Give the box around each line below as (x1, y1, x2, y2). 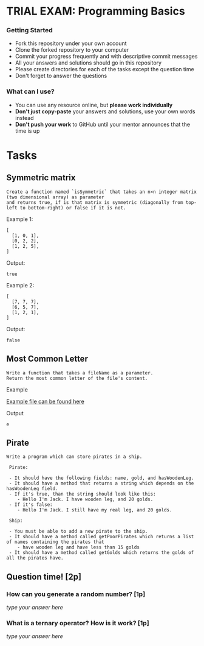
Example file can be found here (6, 398, 85, 405)
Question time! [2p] (6, 571, 82, 582)
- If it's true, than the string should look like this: (8, 491, 156, 497)
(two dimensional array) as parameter (6, 194, 104, 200)
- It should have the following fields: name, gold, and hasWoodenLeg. (8, 475, 194, 482)
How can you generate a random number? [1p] (6, 589, 146, 598)
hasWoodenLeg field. (6, 486, 59, 492)
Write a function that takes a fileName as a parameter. (6, 370, 154, 376)
